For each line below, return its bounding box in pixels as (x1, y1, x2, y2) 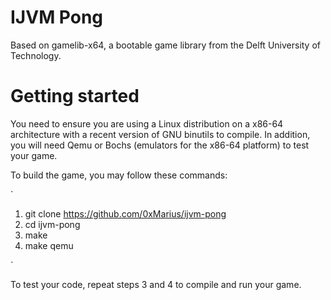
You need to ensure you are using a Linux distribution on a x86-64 (10, 117, 284, 130)
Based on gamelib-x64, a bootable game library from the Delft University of (10, 39, 322, 51)
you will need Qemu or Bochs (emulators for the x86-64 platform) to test (10, 139, 310, 151)
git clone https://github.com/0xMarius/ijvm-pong (24, 207, 227, 220)
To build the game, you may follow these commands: (10, 169, 228, 181)
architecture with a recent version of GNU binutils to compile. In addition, (10, 128, 311, 140)
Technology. (10, 49, 62, 61)
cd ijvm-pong (24, 218, 81, 230)
